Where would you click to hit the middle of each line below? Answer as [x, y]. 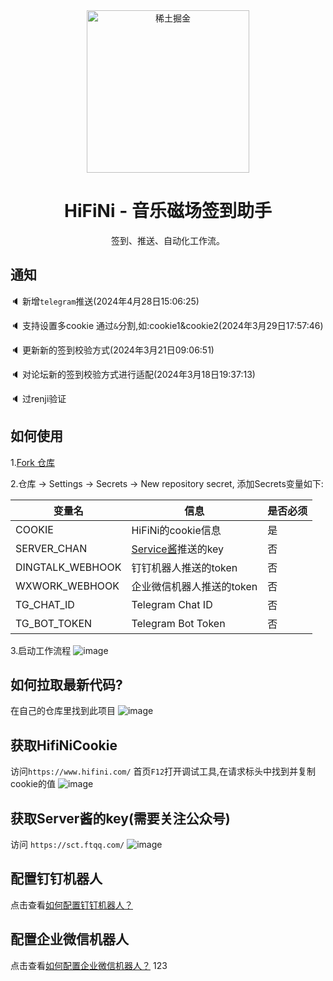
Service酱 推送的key [178, 549]
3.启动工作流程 [41, 650]
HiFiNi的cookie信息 [176, 530]
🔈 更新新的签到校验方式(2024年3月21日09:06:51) [112, 350]
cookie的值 [33, 784]
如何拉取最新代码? [66, 684]
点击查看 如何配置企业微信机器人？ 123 [89, 965]
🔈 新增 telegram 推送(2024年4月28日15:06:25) [105, 301]
